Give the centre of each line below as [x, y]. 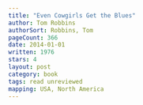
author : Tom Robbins [42, 23]
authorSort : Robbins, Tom [51, 30]
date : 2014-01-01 [37, 45]
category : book [33, 74]
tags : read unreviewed [45, 81]
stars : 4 [23, 60]
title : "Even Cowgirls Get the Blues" [72, 15]
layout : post [30, 67]
